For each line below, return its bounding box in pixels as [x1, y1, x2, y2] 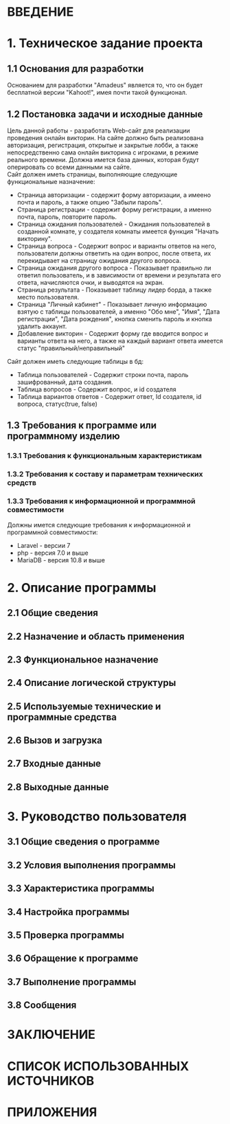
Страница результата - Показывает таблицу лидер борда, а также [16, 286, 212, 294]
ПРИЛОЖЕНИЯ [7, 1104, 97, 1120]
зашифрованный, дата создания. [16, 378, 113, 386]
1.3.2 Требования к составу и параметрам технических [7, 470, 203, 479]
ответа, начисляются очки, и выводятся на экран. [16, 279, 165, 286]
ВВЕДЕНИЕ [7, 4, 74, 20]
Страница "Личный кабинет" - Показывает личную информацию [16, 300, 207, 308]
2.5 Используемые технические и [7, 700, 161, 712]
